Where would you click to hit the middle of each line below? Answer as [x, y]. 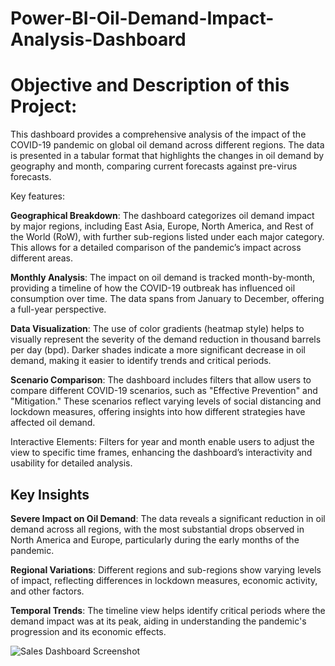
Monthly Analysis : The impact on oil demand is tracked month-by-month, [163, 278]
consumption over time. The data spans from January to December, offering [167, 299]
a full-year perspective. [58, 309]
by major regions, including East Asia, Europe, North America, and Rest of [162, 226]
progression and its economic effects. [88, 631]
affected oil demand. [53, 423]
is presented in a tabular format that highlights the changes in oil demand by [167, 156]
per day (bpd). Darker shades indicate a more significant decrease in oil [158, 350]
